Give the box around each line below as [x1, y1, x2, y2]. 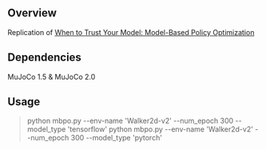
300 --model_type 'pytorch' [70, 133, 163, 143]
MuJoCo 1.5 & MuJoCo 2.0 [7, 72, 96, 81]
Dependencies [7, 51, 81, 65]
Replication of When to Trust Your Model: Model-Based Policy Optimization [7, 27, 255, 37]
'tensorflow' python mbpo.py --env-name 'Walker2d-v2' [67, 124, 253, 134]
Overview [7, 6, 58, 20]
